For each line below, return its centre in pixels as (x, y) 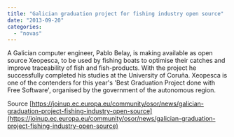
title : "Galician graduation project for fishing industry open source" (116, 14)
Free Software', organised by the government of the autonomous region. (111, 90)
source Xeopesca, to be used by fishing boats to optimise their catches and (116, 61)
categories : (25, 27)
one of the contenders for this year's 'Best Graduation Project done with (111, 83)
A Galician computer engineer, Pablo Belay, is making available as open (110, 53)
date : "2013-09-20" (36, 20)
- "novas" (28, 33)
